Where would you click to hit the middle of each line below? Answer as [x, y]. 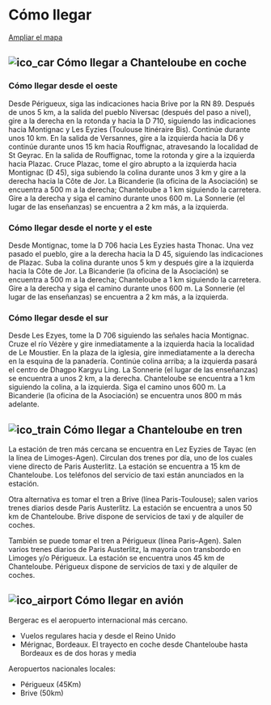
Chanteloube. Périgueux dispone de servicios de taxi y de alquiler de [123, 567]
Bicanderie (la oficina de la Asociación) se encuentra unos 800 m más [125, 396]
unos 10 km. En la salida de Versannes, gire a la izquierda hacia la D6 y [126, 138]
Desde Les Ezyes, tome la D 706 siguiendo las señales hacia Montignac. [129, 336]
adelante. [24, 404]
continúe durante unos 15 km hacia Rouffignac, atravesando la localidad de [133, 147]
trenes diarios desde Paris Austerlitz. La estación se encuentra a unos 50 [130, 508]
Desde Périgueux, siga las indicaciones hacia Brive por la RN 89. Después [131, 104]
